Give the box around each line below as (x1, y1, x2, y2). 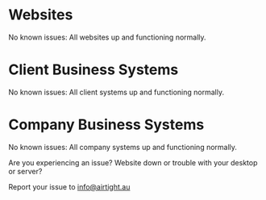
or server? (8, 166, 43, 176)
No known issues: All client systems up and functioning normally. (8, 87, 224, 97)
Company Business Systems (8, 115, 205, 134)
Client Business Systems (8, 60, 179, 79)
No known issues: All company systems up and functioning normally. (8, 142, 238, 152)
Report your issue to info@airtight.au (8, 181, 131, 191)
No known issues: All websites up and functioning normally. (8, 32, 207, 42)
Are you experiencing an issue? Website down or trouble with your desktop (8, 157, 258, 167)
